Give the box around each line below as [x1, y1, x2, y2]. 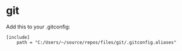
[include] [6, 34, 30, 40]
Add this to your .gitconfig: [6, 23, 70, 30]
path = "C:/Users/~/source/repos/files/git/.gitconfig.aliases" [16, 39, 177, 45]
